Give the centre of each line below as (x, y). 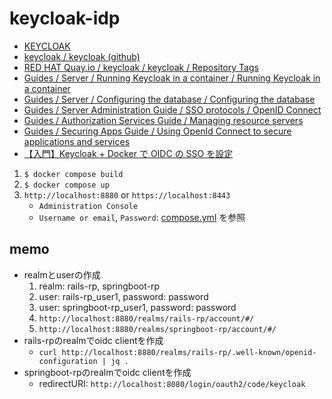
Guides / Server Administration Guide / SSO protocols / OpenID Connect (172, 109)
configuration (68, 361)
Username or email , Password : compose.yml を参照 (142, 217)
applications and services (77, 141)
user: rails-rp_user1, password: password (123, 296)
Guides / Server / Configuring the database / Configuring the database (169, 99)
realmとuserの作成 (62, 274)
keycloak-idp (65, 18)
